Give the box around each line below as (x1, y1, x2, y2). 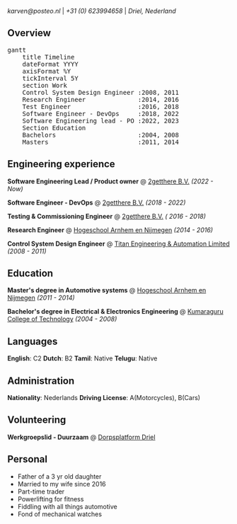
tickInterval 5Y (22, 74, 79, 82)
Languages (7, 335, 58, 347)
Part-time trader (17, 487, 65, 496)
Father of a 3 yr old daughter (17, 472, 102, 481)
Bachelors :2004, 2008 (22, 131, 179, 139)
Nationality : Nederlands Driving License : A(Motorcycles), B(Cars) (7, 394, 200, 402)
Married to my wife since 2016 (17, 479, 106, 488)
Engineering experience (7, 158, 115, 170)
